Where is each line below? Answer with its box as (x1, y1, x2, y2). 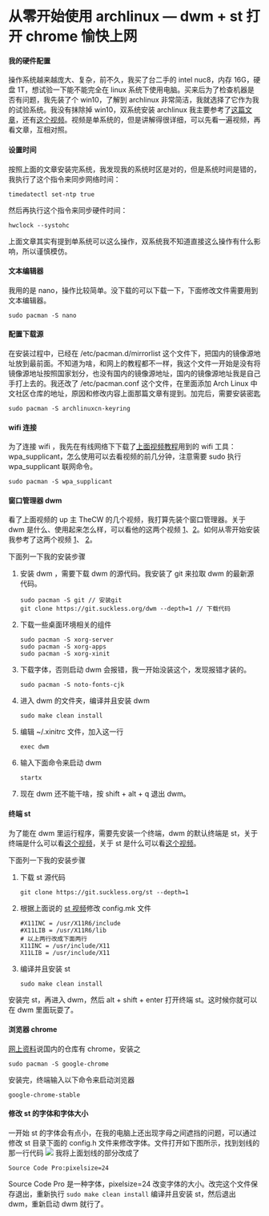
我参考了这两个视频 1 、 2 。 (8, 535, 98, 544)
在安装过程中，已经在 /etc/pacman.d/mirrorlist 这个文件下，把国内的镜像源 (8, 349, 254, 358)
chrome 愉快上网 (25, 27, 138, 46)
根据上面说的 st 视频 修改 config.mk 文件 (19, 903, 152, 913)
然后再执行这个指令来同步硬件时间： (8, 205, 128, 215)
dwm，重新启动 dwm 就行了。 (8, 1199, 108, 1209)
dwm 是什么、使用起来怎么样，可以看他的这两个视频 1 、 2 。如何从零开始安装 (8, 525, 260, 535)
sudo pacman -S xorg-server (19, 636, 114, 644)
